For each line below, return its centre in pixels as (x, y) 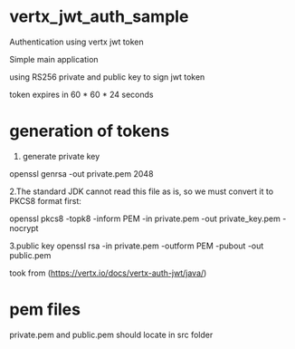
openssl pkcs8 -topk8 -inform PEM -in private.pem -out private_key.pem (145, 218)
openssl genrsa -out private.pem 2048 (81, 173)
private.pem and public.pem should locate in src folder (111, 334)
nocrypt (24, 228)
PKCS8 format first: (45, 200)
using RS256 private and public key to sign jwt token (107, 77)
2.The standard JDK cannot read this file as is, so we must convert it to (142, 191)
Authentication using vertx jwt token (77, 42)
